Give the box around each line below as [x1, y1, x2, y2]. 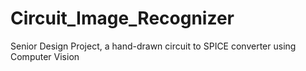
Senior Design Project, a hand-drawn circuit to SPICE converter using [10, 40, 297, 52]
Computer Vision [10, 50, 80, 62]
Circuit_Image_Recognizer [10, 7, 235, 30]
